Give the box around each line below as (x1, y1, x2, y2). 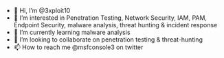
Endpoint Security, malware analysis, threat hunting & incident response (13, 21, 218, 29)
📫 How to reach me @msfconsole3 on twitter (13, 43, 144, 51)
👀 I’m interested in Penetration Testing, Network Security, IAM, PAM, (13, 14, 208, 22)
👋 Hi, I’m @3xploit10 (13, 7, 71, 14)
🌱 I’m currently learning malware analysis (13, 28, 131, 36)
